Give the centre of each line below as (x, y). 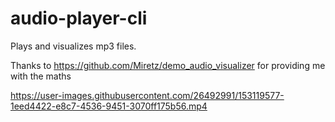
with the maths (41, 76)
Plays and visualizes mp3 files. (73, 46)
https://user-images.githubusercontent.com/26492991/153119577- (147, 95)
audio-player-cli (79, 18)
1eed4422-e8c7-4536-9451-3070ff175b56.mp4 (109, 106)
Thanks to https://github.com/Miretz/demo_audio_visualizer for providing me (168, 65)
